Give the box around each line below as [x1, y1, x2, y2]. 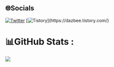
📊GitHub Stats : [5, 36, 74, 47]
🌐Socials [5, 4, 34, 13]
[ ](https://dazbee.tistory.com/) [26, 17, 109, 23]
